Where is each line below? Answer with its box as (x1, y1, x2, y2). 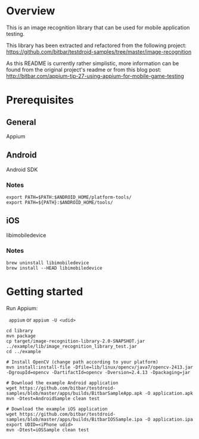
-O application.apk (145, 391, 194, 397)
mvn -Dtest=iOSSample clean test (6, 427, 89, 433)
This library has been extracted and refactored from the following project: (6, 42, 186, 49)
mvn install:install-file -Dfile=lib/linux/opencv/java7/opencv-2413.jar (6, 364, 194, 370)
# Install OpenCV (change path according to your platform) (6, 359, 159, 365)
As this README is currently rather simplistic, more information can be (6, 60, 179, 67)
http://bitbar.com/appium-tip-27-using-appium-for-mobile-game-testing (6, 72, 184, 79)
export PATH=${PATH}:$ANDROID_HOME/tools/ (6, 200, 113, 206)
